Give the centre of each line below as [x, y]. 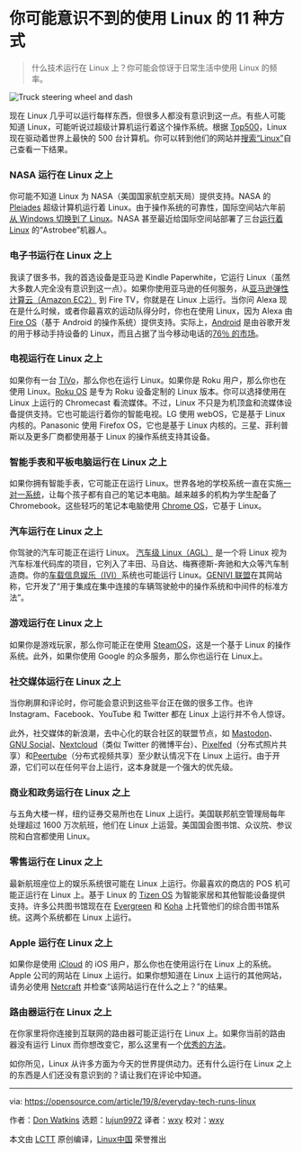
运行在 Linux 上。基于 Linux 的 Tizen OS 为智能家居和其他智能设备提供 [155, 894]
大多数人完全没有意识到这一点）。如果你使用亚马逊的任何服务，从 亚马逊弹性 [149, 288]
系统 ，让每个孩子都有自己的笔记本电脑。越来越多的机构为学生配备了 [151, 495]
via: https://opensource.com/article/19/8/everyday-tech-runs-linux [133, 1102]
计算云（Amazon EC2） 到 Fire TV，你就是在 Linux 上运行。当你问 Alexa [143, 299]
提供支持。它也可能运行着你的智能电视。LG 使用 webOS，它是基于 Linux [151, 413]
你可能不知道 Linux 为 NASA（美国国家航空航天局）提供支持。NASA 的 [140, 196]
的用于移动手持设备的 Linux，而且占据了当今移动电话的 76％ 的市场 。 [136, 333]
